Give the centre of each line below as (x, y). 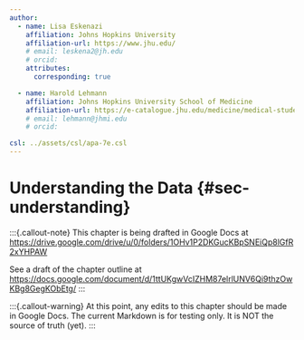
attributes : (48, 69)
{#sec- (223, 188)
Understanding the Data (101, 188)
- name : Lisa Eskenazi (60, 26)
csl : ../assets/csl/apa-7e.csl (68, 143)
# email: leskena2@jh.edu (75, 52)
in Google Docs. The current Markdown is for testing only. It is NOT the (142, 316)
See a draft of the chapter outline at (76, 269)
